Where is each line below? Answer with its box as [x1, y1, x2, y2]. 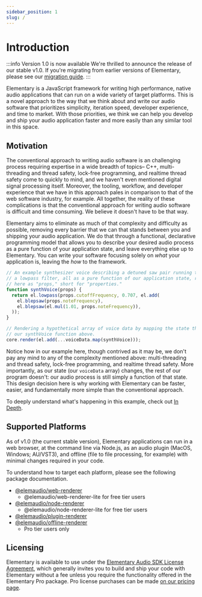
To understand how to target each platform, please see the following [6, 469, 176, 476]
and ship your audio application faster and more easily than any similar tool [6, 117, 192, 124]
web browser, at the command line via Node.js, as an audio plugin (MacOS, [6, 444, 192, 451]
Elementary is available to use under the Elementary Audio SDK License [6, 558, 184, 566]
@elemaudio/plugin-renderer [14, 512, 87, 519]
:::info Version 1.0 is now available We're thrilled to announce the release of [6, 60, 192, 68]
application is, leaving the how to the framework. [6, 258, 127, 265]
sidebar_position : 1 [6, 8, 58, 15]
